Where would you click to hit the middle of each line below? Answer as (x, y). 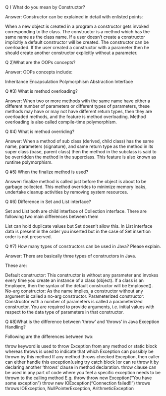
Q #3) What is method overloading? (41, 91)
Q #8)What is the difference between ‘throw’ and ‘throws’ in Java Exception (82, 322)
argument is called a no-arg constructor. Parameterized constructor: (75, 296)
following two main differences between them (52, 216)
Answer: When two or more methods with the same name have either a (78, 101)
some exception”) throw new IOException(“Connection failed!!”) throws (78, 383)
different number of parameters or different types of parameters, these (78, 106)
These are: (16, 265)
